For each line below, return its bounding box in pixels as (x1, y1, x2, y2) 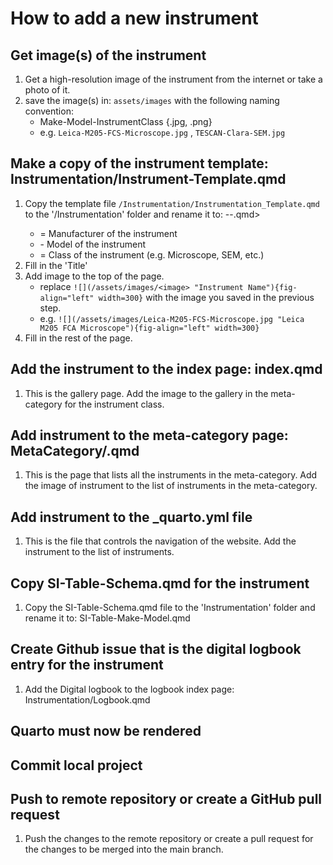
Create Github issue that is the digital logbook (10, 641, 302, 658)
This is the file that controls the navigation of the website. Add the (24, 535, 297, 547)
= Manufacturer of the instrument (39, 227, 178, 239)
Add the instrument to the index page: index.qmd (10, 361, 323, 378)
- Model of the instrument (39, 238, 147, 250)
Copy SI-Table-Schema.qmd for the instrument (10, 575, 310, 592)
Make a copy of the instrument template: (10, 155, 269, 172)
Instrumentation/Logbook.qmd (24, 693, 151, 706)
